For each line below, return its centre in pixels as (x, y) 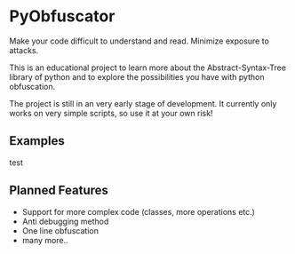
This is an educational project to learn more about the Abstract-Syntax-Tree (148, 67)
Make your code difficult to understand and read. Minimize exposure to (139, 41)
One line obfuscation (60, 230)
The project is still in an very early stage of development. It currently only (143, 103)
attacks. (24, 50)
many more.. (45, 240)
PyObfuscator (62, 16)
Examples (37, 141)
